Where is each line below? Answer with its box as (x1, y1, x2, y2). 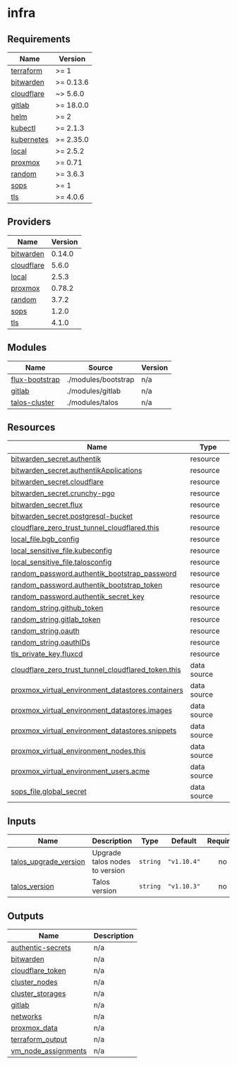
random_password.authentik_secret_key (11, 591, 145, 601)
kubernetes (11, 135, 49, 144)
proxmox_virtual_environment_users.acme (11, 766, 150, 776)
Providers (7, 216, 51, 228)
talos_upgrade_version (11, 857, 86, 867)
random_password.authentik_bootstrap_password (11, 569, 177, 579)
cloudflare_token (11, 965, 66, 975)
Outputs (7, 910, 44, 922)
